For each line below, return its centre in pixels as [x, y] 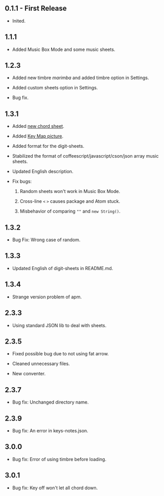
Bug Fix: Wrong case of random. [46, 240]
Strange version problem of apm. [47, 297]
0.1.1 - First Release [36, 8]
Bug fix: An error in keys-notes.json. [50, 430]
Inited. [19, 21]
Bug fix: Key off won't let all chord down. [55, 488]
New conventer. [29, 374]
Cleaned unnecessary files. [41, 364]
